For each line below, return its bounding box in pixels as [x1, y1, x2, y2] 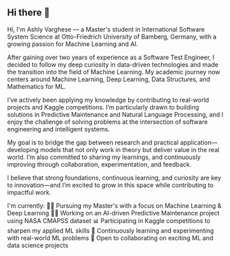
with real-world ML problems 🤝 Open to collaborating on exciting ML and [7, 233, 213, 242]
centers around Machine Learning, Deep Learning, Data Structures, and [7, 75, 211, 83]
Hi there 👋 [7, 7, 50, 19]
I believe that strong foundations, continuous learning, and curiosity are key [7, 173, 222, 182]
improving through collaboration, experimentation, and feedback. [7, 160, 191, 169]
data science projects [7, 241, 69, 249]
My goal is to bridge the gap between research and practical [7, 138, 179, 147]
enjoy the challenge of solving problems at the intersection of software [7, 118, 208, 126]
